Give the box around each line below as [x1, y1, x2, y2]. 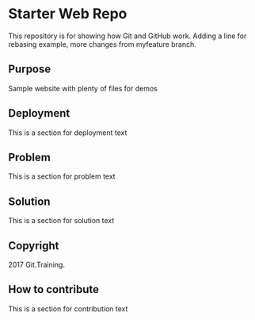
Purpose [8, 63, 51, 76]
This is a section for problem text [8, 172, 116, 181]
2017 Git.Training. [8, 260, 66, 269]
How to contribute [8, 283, 100, 296]
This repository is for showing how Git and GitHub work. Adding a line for [8, 31, 247, 40]
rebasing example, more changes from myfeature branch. [8, 39, 196, 48]
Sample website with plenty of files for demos [8, 83, 158, 93]
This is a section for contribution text [8, 303, 128, 314]
